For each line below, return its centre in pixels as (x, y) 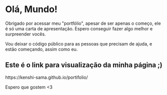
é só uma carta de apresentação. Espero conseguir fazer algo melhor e (79, 28)
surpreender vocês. (26, 34)
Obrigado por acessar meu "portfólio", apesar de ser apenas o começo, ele (83, 23)
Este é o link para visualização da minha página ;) (84, 65)
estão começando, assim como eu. (41, 49)
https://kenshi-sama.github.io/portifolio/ (47, 77)
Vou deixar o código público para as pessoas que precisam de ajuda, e (79, 43)
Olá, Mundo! (31, 9)
